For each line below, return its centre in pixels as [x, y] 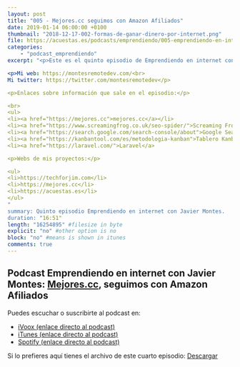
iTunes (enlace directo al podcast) [68, 334]
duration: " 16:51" [35, 218]
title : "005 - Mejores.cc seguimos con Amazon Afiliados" [95, 21]
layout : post [27, 14]
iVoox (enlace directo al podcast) [66, 326]
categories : [25, 47]
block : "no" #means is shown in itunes [67, 238]
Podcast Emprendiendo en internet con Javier [112, 273]
